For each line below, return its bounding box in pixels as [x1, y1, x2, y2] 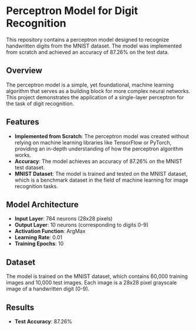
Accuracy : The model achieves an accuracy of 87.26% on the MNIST [14, 158, 183, 165]
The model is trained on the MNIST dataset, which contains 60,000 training [6, 273, 188, 280]
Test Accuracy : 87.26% [14, 318, 72, 325]
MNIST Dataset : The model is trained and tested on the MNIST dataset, [14, 170, 188, 177]
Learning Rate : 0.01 [14, 234, 63, 241]
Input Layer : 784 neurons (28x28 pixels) [14, 215, 113, 222]
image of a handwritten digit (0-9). [6, 285, 90, 292]
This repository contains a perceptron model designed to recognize [6, 36, 169, 43]
